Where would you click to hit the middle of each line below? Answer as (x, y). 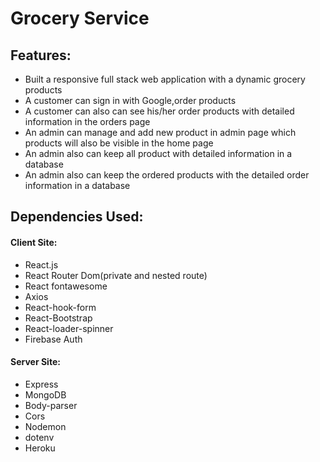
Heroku (40, 448)
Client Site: (34, 242)
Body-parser (51, 405)
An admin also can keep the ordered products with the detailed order (167, 175)
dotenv (39, 437)
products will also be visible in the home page (119, 143)
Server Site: (35, 362)
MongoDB (45, 394)
